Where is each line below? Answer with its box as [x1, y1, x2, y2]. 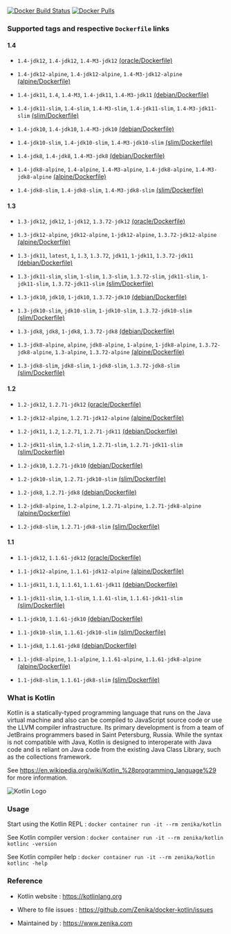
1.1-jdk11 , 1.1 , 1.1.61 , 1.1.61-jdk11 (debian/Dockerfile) [17, 580, 178, 588]
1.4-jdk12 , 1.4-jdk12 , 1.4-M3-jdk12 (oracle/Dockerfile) [17, 56, 173, 65]
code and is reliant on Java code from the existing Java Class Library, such [7, 746, 221, 754]
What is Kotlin [7, 693, 55, 703]
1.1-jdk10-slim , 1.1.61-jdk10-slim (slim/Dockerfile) [17, 628, 166, 636]
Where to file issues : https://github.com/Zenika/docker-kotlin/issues [17, 905, 214, 914]
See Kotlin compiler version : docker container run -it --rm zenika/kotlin [7, 834, 223, 842]
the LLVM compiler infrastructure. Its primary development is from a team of [7, 723, 225, 732]
